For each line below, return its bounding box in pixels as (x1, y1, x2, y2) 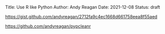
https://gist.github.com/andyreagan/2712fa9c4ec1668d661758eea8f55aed (5, 14, 158, 19)
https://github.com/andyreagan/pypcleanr (5, 23, 91, 29)
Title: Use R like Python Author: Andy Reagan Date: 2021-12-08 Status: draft (5, 4, 160, 10)
